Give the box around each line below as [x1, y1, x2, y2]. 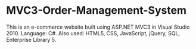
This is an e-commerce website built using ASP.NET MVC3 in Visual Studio [6, 23, 190, 30]
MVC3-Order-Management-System [6, 4, 186, 17]
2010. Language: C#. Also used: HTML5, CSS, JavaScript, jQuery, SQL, [6, 29, 181, 36]
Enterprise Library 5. [6, 36, 57, 43]
